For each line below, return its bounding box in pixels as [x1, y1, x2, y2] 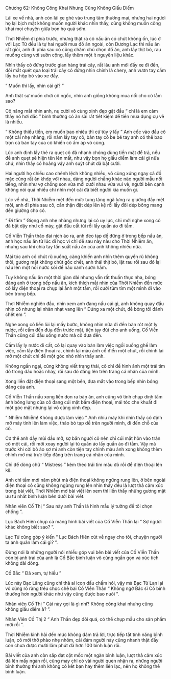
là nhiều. [5, 119, 23, 125]
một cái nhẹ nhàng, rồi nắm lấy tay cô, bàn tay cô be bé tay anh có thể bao [5, 134, 163, 140]
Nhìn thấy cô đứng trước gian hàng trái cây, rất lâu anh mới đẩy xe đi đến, [5, 62, 160, 68]
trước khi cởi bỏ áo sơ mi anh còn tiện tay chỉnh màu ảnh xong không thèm [5, 446, 162, 452]
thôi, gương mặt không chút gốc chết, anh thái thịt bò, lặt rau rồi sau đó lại [5, 259, 161, 265]
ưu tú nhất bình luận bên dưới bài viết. [5, 493, 85, 499]
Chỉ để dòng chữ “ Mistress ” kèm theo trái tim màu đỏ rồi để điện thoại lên [5, 461, 162, 468]
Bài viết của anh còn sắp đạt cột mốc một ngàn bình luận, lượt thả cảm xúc [5, 652, 162, 658]
